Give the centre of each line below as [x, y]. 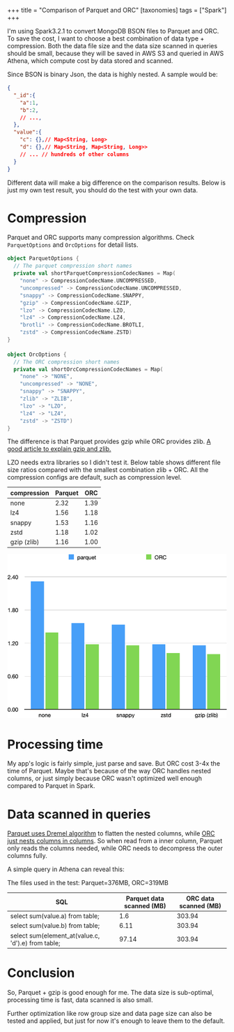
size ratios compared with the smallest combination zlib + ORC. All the [108, 470]
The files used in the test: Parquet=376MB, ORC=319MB [88, 883]
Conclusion [41, 973]
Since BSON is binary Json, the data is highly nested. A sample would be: [112, 74]
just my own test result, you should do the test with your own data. [103, 190]
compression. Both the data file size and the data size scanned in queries [112, 46]
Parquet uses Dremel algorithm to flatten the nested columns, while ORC [111, 833]
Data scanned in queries [79, 814]
